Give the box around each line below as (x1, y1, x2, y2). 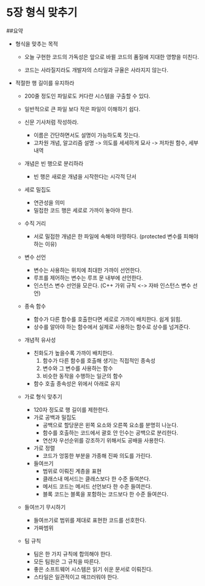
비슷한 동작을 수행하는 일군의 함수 (42, 372, 124, 379)
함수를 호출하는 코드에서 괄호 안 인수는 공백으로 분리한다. (42, 429, 179, 436)
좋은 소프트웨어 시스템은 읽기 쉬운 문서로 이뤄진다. (33, 565, 153, 573)
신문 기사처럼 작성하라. (24, 118, 79, 126)
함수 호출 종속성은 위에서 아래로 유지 (33, 380, 121, 387)
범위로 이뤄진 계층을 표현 (42, 467, 102, 474)
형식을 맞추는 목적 (15, 40, 58, 47)
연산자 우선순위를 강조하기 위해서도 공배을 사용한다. (42, 436, 166, 444)
